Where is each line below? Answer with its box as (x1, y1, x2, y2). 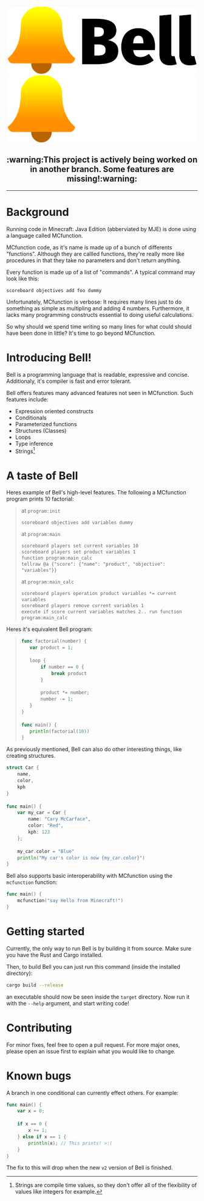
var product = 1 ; (29, 644, 73, 651)
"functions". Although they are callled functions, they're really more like (6, 250, 185, 257)
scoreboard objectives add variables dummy (21, 519, 134, 526)
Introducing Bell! (6, 351, 92, 365)
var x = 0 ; (17, 1108, 45, 1114)
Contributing (6, 1021, 72, 1035)
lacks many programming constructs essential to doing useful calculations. (6, 311, 194, 318)
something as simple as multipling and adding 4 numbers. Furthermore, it (6, 304, 189, 312)
